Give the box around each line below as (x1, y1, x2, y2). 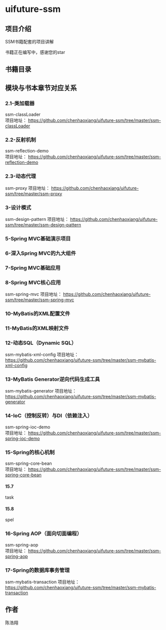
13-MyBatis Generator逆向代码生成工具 (5, 376, 100, 383)
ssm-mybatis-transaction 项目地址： (5, 579, 80, 585)
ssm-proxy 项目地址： (5, 185, 51, 191)
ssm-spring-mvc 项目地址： (5, 291, 62, 297)
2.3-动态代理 (5, 173, 36, 180)
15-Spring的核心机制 (5, 449, 55, 456)
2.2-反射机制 (5, 136, 36, 143)
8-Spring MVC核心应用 (5, 279, 61, 286)
